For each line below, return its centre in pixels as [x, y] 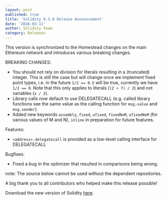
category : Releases [25, 33]
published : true [22, 14]
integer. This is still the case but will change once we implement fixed [84, 77]
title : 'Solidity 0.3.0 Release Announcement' [54, 19]
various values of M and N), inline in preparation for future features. [83, 120]
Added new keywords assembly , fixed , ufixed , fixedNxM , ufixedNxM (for [85, 114]
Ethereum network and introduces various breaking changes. [68, 52]
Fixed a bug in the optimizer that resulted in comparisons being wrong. [85, 164]
